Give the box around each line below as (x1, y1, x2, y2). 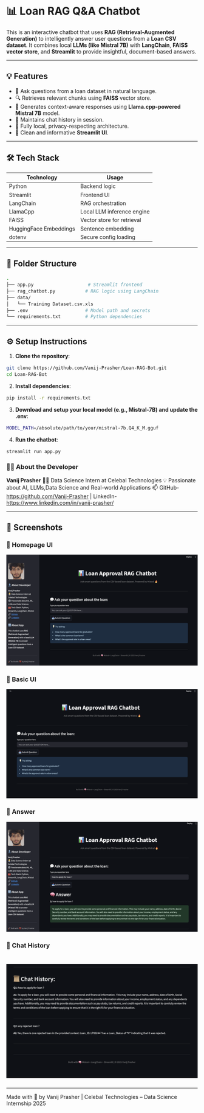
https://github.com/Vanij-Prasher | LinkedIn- (6, 493, 117, 500)
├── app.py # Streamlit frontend (6, 282, 143, 288)
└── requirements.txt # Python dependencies (6, 314, 143, 320)
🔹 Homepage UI (6, 541, 53, 549)
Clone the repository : (15, 353, 70, 360)
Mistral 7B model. (15, 109, 60, 117)
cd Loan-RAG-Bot (6, 371, 47, 377)
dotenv (8, 233, 27, 240)
